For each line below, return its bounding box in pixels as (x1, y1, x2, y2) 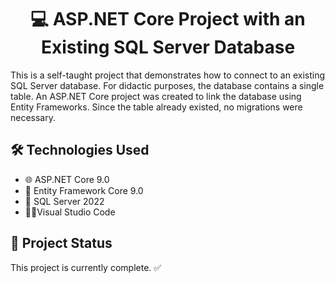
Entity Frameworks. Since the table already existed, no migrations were (10, 101, 303, 113)
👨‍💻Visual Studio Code (24, 206, 116, 218)
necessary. (10, 111, 57, 123)
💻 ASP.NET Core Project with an (30, 8, 306, 31)
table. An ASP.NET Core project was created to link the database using (10, 90, 302, 102)
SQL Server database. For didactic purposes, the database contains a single (10, 79, 325, 91)
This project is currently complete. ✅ (10, 261, 162, 273)
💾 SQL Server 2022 (24, 195, 105, 207)
